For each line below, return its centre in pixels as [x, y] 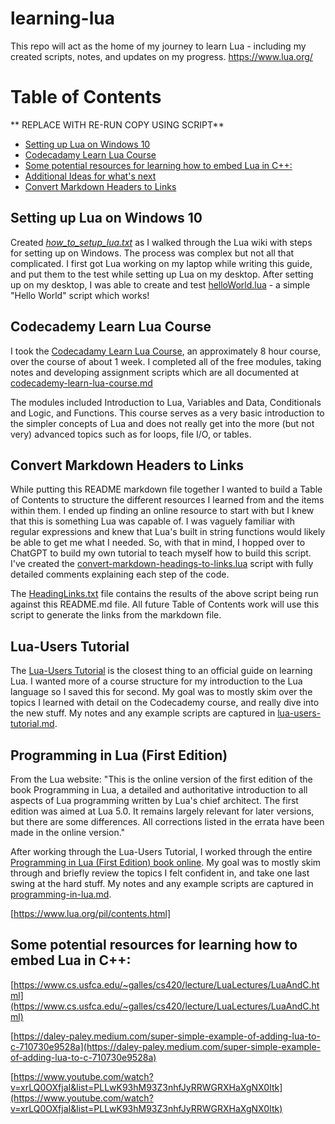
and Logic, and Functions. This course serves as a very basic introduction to [167, 413]
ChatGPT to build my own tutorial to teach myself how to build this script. [161, 553]
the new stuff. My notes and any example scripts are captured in [143, 713]
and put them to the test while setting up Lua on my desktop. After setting [162, 274]
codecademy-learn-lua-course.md [81, 383]
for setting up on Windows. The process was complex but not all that [152, 253]
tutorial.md [32, 724]
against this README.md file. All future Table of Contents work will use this [165, 604]
